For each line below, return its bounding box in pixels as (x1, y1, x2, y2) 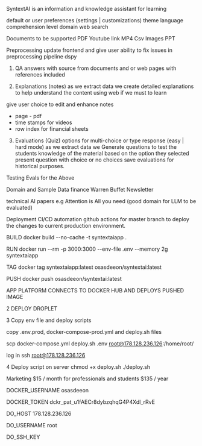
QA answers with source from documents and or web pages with (14, 64, 177, 72)
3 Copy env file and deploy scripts (6, 316, 92, 324)
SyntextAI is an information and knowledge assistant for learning (6, 5, 167, 12)
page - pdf (14, 113, 42, 119)
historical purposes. (14, 163, 65, 169)
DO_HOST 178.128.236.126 (6, 410, 72, 417)
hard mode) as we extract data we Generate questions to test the (14, 143, 177, 150)
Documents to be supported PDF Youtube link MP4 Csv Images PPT (6, 35, 175, 42)
